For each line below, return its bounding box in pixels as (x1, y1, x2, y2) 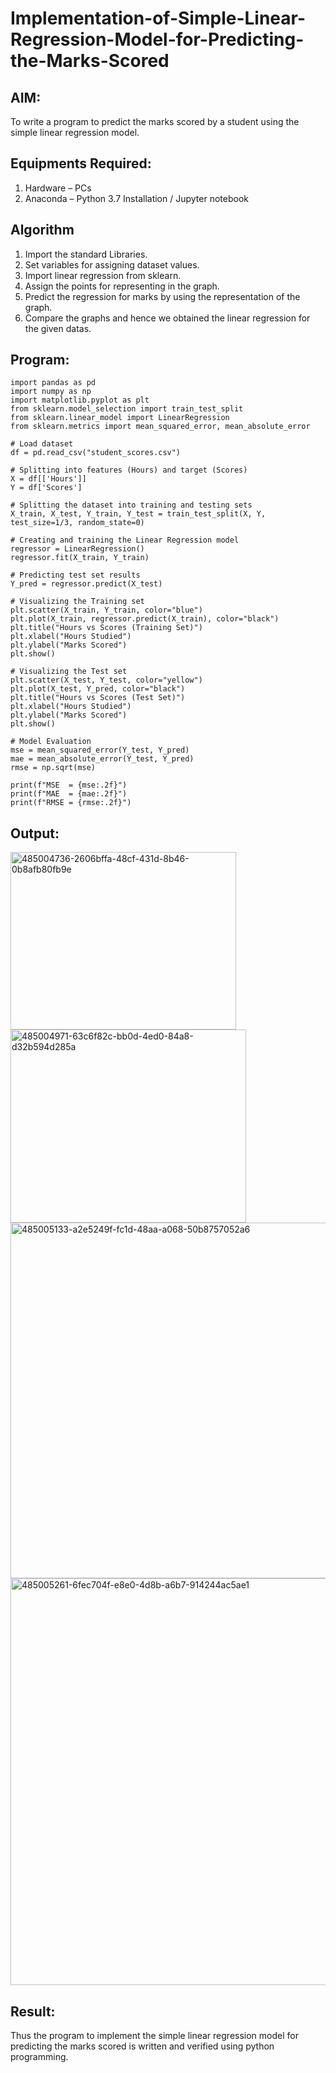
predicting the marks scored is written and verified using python (10, 2040, 275, 2052)
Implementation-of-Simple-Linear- (10, 7, 307, 30)
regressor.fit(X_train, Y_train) (10, 553, 150, 563)
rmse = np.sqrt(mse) (10, 763, 97, 773)
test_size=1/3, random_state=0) (10, 518, 145, 528)
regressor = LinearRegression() (10, 544, 145, 554)
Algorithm (10, 222, 75, 239)
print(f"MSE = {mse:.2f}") (10, 780, 128, 791)
